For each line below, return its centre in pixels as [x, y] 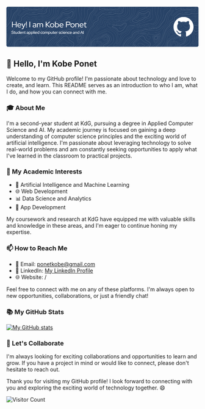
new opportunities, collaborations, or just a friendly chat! [77, 295]
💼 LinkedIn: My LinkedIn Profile [54, 270]
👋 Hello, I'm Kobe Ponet [52, 64]
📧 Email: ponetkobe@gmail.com [55, 264]
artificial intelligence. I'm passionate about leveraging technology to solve [99, 143]
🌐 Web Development [41, 191]
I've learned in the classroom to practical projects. [69, 156]
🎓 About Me [26, 107]
